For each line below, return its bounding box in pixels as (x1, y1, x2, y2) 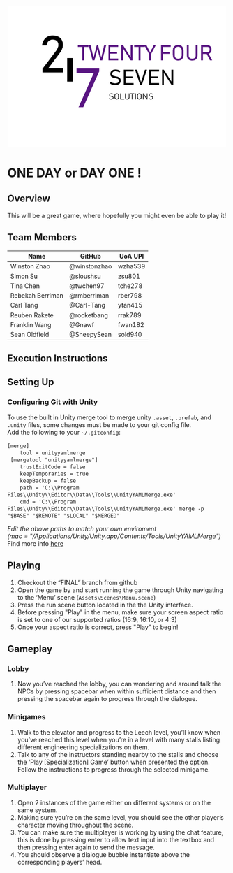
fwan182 (117, 320, 144, 329)
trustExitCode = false (20, 463, 86, 470)
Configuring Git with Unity (7, 397, 98, 407)
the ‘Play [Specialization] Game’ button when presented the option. (17, 758, 211, 766)
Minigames (7, 712, 46, 722)
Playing (7, 560, 40, 572)
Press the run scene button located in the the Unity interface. (17, 600, 193, 609)
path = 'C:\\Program (20, 484, 80, 491)
